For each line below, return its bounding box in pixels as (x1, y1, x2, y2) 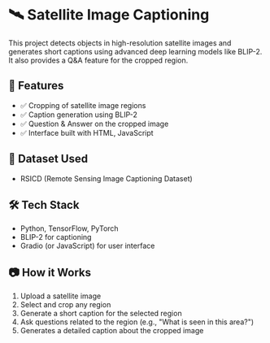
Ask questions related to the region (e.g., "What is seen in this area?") (20, 317, 255, 327)
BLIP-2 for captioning (20, 232, 92, 242)
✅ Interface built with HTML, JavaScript (20, 128, 154, 137)
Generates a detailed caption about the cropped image (20, 326, 204, 336)
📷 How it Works (8, 265, 92, 280)
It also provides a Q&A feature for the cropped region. (8, 55, 189, 65)
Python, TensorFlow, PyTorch (20, 224, 120, 233)
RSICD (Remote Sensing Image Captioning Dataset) (20, 173, 193, 183)
